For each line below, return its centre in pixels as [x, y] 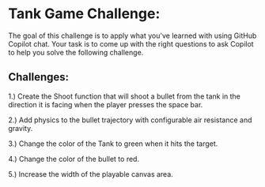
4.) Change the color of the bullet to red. [74, 159]
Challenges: [39, 77]
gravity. [21, 128]
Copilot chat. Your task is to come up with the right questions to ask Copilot [131, 43]
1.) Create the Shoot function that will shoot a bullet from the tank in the [125, 96]
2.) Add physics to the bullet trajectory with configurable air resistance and [130, 120]
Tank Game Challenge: [84, 14]
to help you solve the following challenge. [76, 52]
